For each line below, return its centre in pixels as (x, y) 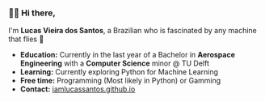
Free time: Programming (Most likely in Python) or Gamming (120, 81)
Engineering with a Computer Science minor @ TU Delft (115, 63)
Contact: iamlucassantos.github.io (78, 89)
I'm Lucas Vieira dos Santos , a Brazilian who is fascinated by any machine (132, 31)
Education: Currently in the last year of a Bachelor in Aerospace (128, 55)
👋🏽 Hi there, (32, 13)
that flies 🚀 (26, 39)
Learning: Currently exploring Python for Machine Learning (119, 72)
